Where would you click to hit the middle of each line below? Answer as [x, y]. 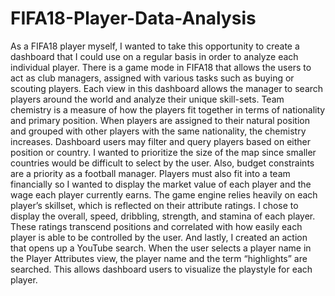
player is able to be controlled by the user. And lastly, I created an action [159, 237]
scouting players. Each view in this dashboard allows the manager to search [167, 88]
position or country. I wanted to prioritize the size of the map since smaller [163, 152]
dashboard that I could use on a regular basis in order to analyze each [154, 56]
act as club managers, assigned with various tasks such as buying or [152, 78]
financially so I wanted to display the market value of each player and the [161, 184]
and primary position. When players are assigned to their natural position [160, 120]
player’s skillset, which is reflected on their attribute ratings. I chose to [154, 205]
